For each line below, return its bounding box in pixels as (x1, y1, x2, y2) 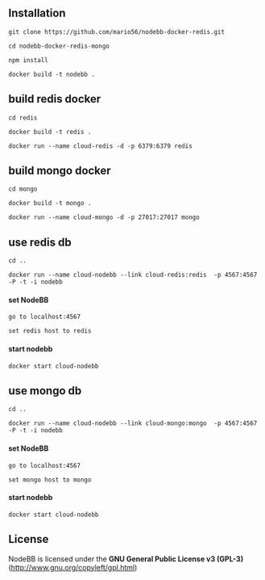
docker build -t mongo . (8, 200, 92, 208)
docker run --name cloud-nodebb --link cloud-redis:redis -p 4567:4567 (8, 271, 258, 279)
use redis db (8, 235, 72, 249)
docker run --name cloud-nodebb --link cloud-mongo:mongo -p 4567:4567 (8, 419, 258, 427)
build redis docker (8, 92, 101, 106)
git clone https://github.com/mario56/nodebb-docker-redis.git (8, 27, 226, 36)
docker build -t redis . (8, 128, 92, 136)
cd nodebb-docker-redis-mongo (8, 42, 110, 50)
